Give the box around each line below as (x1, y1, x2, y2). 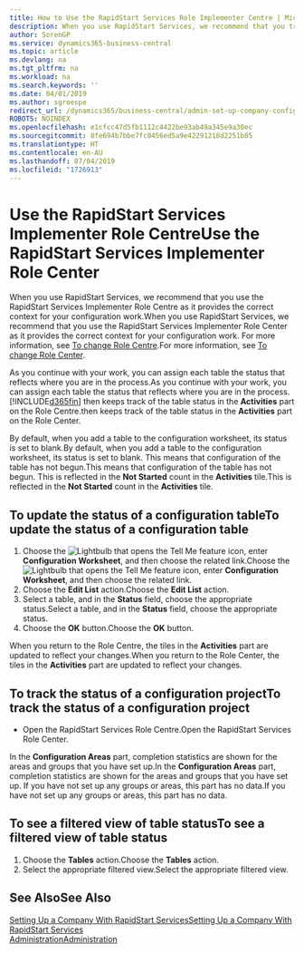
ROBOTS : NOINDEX (9, 114, 71, 123)
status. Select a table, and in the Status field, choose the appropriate (22, 604, 278, 615)
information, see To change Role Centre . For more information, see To (9, 340, 268, 351)
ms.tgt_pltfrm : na (9, 64, 79, 73)
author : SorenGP (9, 30, 71, 39)
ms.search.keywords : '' (9, 81, 100, 90)
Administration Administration (9, 933, 118, 944)
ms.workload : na (9, 73, 71, 82)
